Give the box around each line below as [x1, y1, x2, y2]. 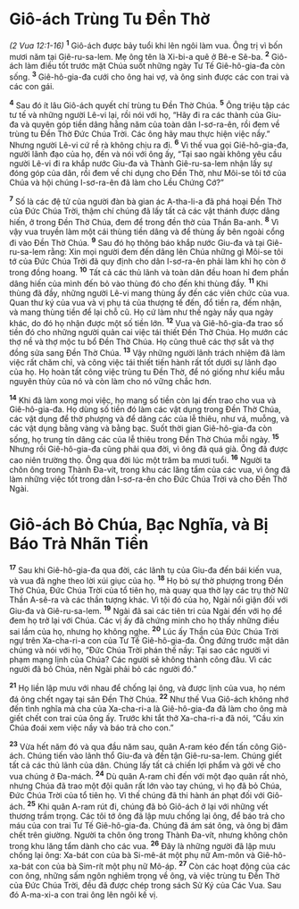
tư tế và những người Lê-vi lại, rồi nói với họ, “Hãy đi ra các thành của [9, 109, 264, 120]
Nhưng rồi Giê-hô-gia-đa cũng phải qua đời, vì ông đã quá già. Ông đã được [9, 443, 288, 455]
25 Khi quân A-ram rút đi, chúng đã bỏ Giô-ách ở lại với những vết [27, 799, 269, 812]
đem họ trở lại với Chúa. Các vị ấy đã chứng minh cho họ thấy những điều [9, 615, 279, 626]
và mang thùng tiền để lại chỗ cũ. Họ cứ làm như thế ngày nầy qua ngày [9, 307, 274, 317]
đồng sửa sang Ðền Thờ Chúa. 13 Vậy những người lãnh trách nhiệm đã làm [9, 346, 286, 358]
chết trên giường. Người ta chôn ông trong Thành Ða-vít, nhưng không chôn [9, 829, 288, 840]
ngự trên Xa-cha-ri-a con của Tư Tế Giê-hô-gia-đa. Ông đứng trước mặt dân [9, 635, 289, 646]
